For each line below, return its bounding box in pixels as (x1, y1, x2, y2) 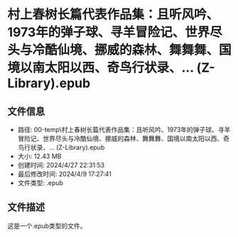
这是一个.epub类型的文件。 (7, 221, 87, 230)
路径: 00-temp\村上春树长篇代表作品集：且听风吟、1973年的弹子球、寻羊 (17, 126, 231, 133)
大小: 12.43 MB (17, 152, 62, 160)
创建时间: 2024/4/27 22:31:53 (17, 161, 105, 169)
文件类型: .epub (17, 179, 64, 187)
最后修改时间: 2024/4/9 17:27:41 (17, 170, 112, 178)
